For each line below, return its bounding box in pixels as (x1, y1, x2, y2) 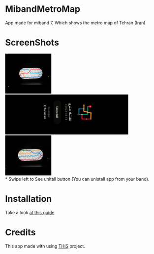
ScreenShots (5, 37, 59, 48)
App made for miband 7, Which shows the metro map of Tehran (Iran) (5, 20, 146, 26)
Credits (5, 227, 36, 238)
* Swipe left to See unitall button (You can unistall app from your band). (5, 176, 150, 182)
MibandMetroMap (5, 3, 80, 15)
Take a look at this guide (5, 209, 55, 215)
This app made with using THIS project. (5, 243, 85, 249)
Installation (5, 193, 52, 205)
